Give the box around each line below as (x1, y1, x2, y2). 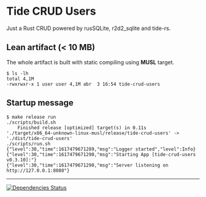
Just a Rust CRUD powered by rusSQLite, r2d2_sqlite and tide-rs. (6, 24, 171, 32)
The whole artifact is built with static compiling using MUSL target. (6, 58, 175, 65)
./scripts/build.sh (6, 119, 56, 125)
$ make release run (6, 114, 56, 120)
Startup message (6, 98, 74, 108)
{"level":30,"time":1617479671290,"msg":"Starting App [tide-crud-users (6, 151, 196, 157)
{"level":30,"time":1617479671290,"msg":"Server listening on (6, 162, 169, 168)
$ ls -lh (6, 70, 29, 76)
